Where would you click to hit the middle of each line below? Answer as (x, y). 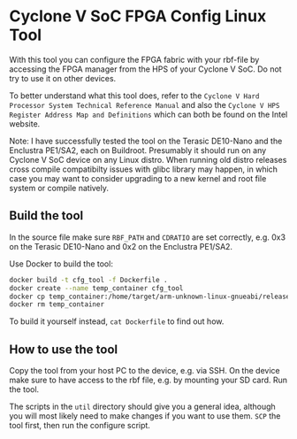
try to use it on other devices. (63, 78)
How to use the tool (63, 349)
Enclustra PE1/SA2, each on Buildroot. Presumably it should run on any (138, 150)
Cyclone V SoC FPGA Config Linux (138, 16)
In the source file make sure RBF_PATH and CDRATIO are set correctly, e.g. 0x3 (147, 237)
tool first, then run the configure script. (80, 426)
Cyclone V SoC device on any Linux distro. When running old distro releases (148, 159)
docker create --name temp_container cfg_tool (96, 288)
